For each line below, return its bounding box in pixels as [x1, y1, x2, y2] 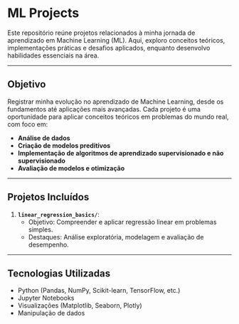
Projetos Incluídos [7, 191, 90, 203]
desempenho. [28, 240, 69, 249]
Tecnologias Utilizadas [7, 267, 111, 279]
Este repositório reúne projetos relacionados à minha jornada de [7, 28, 196, 37]
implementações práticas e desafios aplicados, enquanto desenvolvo [7, 43, 211, 52]
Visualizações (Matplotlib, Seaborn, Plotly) [17, 301, 142, 310]
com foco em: [7, 119, 48, 129]
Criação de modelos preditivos [17, 141, 111, 150]
